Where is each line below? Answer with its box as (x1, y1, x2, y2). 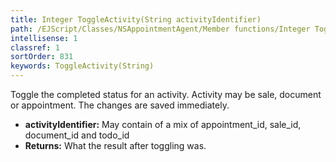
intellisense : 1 (10, 33, 78, 43)
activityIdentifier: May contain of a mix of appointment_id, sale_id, (24, 119, 302, 130)
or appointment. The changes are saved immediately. (10, 99, 230, 111)
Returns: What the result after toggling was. (24, 140, 207, 151)
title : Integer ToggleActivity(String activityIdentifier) (10, 14, 262, 25)
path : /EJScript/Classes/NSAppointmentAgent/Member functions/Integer (10, 24, 311, 34)
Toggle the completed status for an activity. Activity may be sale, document (10, 89, 322, 100)
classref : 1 (10, 42, 60, 53)
